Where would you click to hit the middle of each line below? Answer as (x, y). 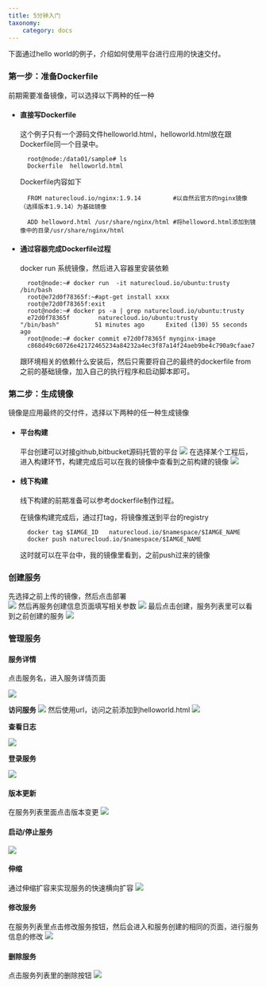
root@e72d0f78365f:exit (66, 304)
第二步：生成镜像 (41, 394)
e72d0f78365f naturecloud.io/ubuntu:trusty (113, 318)
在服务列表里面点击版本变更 (54, 812)
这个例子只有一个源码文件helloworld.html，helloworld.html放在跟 (125, 134)
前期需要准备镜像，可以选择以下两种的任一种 (81, 95)
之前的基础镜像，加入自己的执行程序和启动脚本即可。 (107, 372)
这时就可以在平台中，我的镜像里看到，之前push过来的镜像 (115, 555)
